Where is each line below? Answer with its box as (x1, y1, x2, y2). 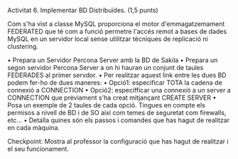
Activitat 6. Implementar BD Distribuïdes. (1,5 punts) (7, 6, 158, 14)
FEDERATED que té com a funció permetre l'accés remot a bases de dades (7, 28, 227, 35)
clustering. (7, 42, 39, 50)
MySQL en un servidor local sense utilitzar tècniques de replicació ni (7, 35, 208, 43)
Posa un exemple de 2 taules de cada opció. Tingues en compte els (7, 101, 206, 109)
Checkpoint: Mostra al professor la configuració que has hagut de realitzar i (7, 137, 229, 146)
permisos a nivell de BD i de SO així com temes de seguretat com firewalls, (7, 109, 227, 117)
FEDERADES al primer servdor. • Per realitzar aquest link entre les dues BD (7, 71, 227, 79)
